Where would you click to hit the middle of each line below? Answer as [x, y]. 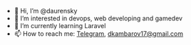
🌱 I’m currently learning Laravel [60, 26]
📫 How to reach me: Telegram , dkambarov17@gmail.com [99, 34]
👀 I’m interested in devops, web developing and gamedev [98, 18]
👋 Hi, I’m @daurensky [46, 11]
